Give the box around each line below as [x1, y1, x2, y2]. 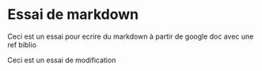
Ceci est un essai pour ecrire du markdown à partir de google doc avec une [7, 32, 254, 41]
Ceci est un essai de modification [7, 55, 116, 65]
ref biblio [7, 39, 37, 49]
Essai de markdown [7, 6, 139, 24]
